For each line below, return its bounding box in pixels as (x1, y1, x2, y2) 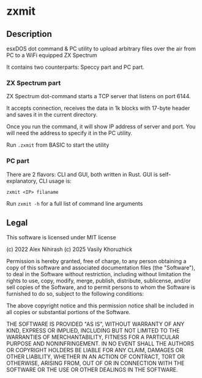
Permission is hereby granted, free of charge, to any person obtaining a (6, 258, 187, 265)
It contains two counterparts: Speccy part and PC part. (6, 63, 145, 71)
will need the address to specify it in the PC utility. (6, 129, 133, 137)
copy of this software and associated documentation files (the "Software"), (6, 264, 196, 271)
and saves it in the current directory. (6, 111, 98, 118)
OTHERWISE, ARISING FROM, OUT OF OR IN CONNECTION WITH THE (6, 360, 185, 367)
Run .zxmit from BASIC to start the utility (6, 141, 110, 148)
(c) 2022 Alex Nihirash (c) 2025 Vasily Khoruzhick (6, 245, 133, 253)
